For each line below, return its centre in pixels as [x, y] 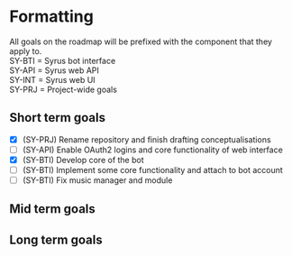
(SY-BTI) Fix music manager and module [97, 180]
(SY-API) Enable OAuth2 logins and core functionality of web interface [153, 150]
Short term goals [58, 118]
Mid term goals [53, 209]
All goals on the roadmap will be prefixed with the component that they [141, 41]
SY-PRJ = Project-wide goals [63, 89]
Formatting [52, 17]
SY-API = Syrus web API [54, 70]
